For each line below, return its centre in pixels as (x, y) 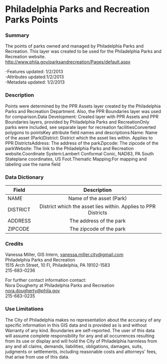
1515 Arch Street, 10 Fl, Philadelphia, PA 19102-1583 (58, 265)
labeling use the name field (33, 164)
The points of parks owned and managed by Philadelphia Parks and (75, 46)
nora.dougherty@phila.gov (33, 291)
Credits (14, 244)
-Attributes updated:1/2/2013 (35, 77)
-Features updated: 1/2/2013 (34, 72)
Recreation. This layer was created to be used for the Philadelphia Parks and (83, 51)
